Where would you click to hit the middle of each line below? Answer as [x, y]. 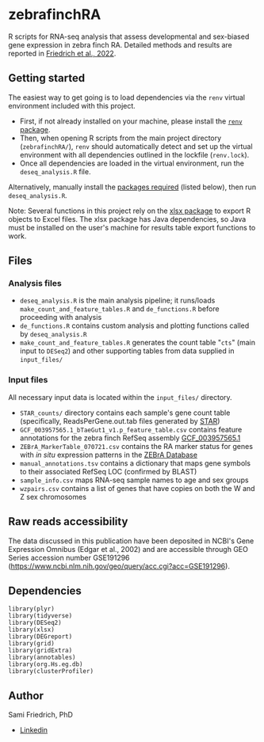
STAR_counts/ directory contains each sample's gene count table [125, 413]
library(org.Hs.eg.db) [46, 664]
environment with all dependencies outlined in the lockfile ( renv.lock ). [134, 154]
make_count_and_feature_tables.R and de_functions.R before [119, 309]
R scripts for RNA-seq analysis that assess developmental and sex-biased [129, 36]
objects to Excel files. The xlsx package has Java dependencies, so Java [127, 219]
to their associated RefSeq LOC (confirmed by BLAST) [108, 471]
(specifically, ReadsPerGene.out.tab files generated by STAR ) [120, 420]
